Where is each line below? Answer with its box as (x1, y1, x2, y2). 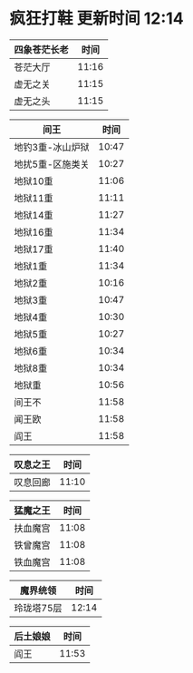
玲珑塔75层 (14, 601, 63, 614)
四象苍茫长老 (14, 43, 70, 55)
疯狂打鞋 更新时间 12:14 (9, 8, 184, 29)
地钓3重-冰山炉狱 (14, 141, 90, 153)
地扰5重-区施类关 (14, 158, 90, 171)
